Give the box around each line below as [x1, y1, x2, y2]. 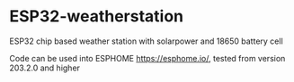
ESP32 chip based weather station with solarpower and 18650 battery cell [9, 36, 283, 46]
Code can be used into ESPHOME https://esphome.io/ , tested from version [9, 53, 286, 63]
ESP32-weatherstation [9, 6, 184, 27]
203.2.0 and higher [9, 62, 81, 73]
